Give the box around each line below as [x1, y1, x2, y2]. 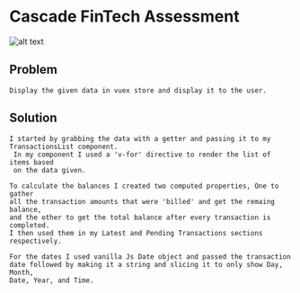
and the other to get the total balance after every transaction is [9, 213, 271, 222]
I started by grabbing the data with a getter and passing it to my [9, 134, 271, 143]
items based [9, 157, 54, 167]
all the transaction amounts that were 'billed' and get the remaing [9, 197, 276, 206]
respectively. [9, 236, 63, 245]
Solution [9, 111, 57, 126]
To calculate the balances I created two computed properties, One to [9, 182, 279, 191]
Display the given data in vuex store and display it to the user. [9, 85, 268, 95]
